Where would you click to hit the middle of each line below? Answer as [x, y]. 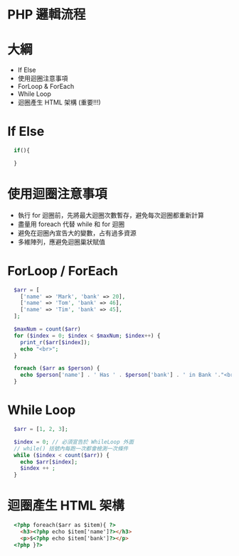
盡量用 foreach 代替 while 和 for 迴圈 [71, 224]
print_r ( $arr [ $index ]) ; [55, 342]
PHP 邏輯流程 [47, 15]
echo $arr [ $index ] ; [49, 462]
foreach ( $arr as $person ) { [57, 368]
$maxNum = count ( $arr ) [47, 329]
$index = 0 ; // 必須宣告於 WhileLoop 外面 [74, 442]
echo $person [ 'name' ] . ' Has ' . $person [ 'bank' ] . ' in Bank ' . [121, 375]
